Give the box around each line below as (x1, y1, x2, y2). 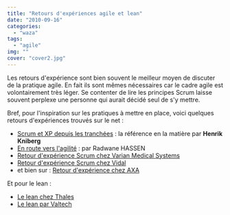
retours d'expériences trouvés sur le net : (7, 116, 124, 124)
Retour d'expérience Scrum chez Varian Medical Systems (16, 151, 181, 159)
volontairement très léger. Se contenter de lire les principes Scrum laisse (7, 88, 213, 96)
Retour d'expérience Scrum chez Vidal (16, 159, 126, 167)
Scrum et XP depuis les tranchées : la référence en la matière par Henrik (16, 129, 223, 137)
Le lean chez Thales (16, 192, 74, 201)
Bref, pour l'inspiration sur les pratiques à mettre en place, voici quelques (7, 109, 214, 117)
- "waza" (13, 29, 38, 36)
